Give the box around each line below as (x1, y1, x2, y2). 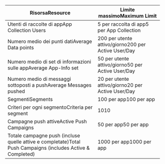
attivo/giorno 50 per (97, 62, 143, 68)
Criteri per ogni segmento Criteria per (7, 104, 93, 110)
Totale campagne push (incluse (7, 132, 80, 139)
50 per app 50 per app (97, 121, 149, 128)
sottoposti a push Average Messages (7, 82, 92, 88)
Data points (7, 44, 34, 51)
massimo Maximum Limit (98, 12, 157, 19)
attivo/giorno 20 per (97, 82, 143, 88)
